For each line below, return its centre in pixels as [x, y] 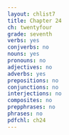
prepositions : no [33, 80]
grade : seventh [30, 34]
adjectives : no [30, 67]
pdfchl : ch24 [27, 120]
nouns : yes [23, 54]
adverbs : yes [27, 74]
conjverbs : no [28, 47]
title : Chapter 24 [34, 21]
